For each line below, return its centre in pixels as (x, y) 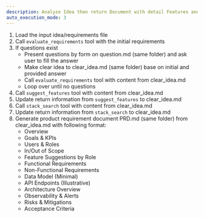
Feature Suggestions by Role (60, 157)
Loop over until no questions (60, 86)
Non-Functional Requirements (62, 170)
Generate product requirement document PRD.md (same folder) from (101, 118)
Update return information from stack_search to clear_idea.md (93, 112)
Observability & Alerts (51, 196)
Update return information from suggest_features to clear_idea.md (98, 99)
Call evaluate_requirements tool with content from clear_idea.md (105, 80)
